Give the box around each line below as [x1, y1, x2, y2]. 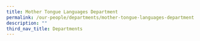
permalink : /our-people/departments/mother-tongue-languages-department [6, 14, 195, 20]
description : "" [6, 20, 47, 26]
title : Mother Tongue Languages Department [6, 8, 119, 15]
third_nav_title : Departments [6, 25, 83, 32]
